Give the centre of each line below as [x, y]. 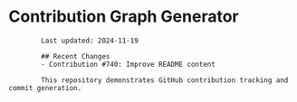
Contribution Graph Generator [124, 17]
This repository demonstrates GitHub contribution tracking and [165, 80]
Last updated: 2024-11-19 [90, 41]
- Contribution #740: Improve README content [129, 64]
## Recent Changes [76, 56]
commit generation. [45, 88]
